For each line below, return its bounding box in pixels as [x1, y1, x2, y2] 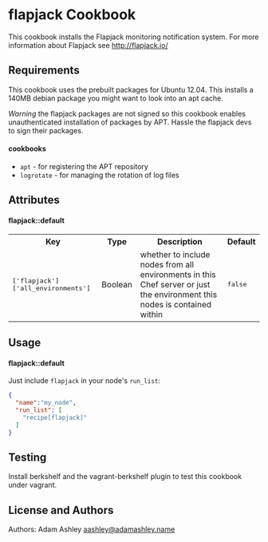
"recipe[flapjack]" [22, 413, 88, 421]
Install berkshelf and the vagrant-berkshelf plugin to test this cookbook [8, 472, 242, 481]
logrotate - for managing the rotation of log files [19, 170, 179, 180]
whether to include [140, 249, 211, 260]
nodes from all [140, 259, 194, 270]
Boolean [101, 279, 133, 290]
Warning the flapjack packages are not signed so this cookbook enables [8, 109, 246, 118]
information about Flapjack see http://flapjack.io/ [8, 40, 169, 49]
